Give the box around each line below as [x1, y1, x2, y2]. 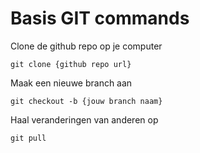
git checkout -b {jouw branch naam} [10, 96, 163, 106]
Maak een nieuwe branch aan [10, 77, 133, 89]
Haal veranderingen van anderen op [10, 113, 159, 126]
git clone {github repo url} [10, 59, 132, 69]
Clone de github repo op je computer [10, 40, 163, 52]
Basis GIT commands [10, 7, 190, 30]
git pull [10, 133, 47, 143]
